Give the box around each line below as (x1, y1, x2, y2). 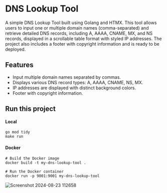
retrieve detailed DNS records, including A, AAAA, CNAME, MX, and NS (5, 30, 153, 36)
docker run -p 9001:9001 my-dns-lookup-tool (5, 173, 100, 178)
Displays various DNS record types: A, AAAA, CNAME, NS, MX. (12, 79, 143, 85)
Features (5, 61, 34, 69)
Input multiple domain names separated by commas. (12, 74, 121, 80)
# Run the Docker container (5, 169, 64, 174)
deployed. (5, 46, 26, 52)
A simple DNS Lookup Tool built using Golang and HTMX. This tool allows (5, 20, 157, 26)
